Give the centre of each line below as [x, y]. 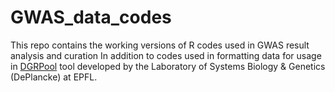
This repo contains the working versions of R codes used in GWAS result [160, 45]
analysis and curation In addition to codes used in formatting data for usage [166, 55]
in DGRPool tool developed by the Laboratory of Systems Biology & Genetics [168, 66]
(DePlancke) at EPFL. [54, 77]
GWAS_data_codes [91, 17]
